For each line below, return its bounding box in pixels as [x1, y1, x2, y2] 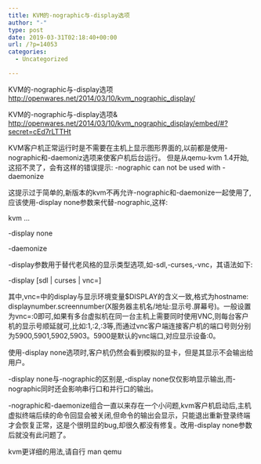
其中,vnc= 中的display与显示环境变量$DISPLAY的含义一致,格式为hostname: [8, 291, 249, 301]
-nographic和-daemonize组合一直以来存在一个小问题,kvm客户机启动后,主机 [8, 400, 252, 410]
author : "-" [8, 19, 47, 27]
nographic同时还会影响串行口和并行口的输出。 [8, 384, 158, 393]
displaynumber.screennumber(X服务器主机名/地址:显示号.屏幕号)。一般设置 [8, 301, 252, 311]
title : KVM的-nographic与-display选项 [8, 11, 131, 20]
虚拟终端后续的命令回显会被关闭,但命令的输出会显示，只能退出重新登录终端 [8, 410, 251, 420]
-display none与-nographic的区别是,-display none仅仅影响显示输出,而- [8, 374, 237, 383]
